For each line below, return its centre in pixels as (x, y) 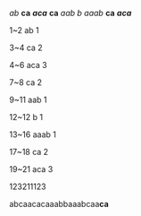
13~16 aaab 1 (33, 134)
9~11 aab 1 (28, 99)
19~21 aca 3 (31, 169)
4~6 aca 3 (28, 65)
